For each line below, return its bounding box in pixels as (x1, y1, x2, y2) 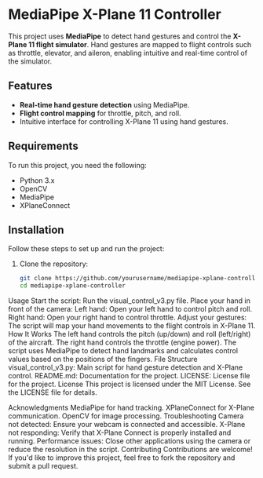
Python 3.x (19, 175, 55, 185)
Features (8, 79, 53, 93)
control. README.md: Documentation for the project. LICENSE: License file (8, 371, 250, 381)
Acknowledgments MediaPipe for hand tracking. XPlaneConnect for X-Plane (8, 403, 255, 413)
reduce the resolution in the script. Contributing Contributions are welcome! (8, 445, 253, 454)
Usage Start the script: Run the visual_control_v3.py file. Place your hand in (8, 296, 251, 305)
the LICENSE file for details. (8, 388, 98, 397)
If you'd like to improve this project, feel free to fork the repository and (8, 453, 236, 462)
